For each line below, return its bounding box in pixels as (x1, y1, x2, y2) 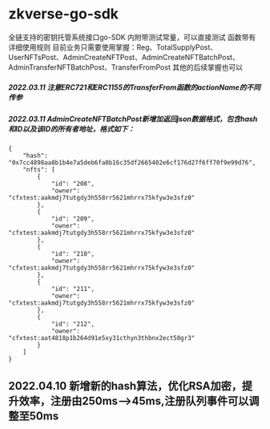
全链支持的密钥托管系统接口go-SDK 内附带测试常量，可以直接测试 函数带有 (8, 32, 256, 42)
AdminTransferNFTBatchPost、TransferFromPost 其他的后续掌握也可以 (8, 62, 243, 72)
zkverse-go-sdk (8, 5, 119, 23)
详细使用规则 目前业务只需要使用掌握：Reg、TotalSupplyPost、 (8, 42, 218, 52)
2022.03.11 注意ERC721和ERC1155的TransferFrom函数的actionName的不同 (8, 82, 261, 92)
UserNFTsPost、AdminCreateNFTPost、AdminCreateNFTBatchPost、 (8, 52, 240, 62)
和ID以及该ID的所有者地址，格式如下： (8, 123, 135, 133)
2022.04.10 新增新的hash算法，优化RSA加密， (8, 378, 243, 393)
